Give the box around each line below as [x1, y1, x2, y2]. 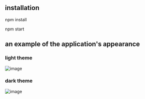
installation [5, 4, 40, 12]
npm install [5, 16, 27, 22]
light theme [5, 55, 32, 61]
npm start [5, 26, 25, 32]
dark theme [5, 77, 33, 84]
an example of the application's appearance [5, 40, 140, 48]
